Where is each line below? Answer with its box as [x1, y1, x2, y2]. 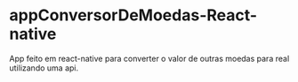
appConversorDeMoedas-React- [9, 5, 258, 26]
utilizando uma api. [9, 63, 78, 73]
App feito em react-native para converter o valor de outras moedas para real [9, 53, 290, 63]
